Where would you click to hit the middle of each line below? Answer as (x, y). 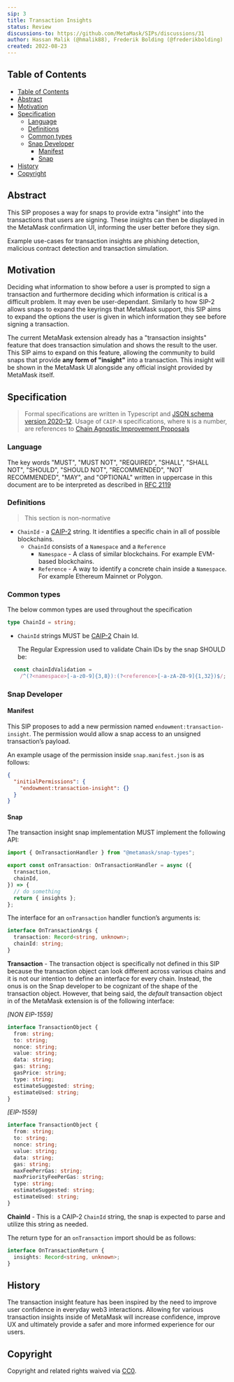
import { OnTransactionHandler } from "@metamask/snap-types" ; (101, 853)
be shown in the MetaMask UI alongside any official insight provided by (110, 368)
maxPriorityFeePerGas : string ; (59, 1177)
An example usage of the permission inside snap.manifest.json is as (106, 754)
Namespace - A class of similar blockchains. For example (118, 553)
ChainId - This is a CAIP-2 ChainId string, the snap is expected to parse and (116, 1217)
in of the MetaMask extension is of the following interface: (91, 1001)
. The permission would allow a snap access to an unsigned (115, 733)
